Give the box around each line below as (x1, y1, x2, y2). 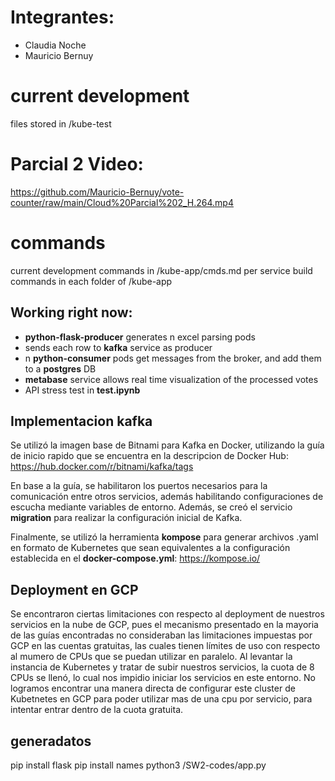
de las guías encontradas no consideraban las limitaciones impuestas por (10, 629, 313, 641)
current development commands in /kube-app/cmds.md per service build (10, 264, 313, 276)
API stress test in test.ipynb (24, 384, 141, 396)
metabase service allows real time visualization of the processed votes (24, 373, 319, 385)
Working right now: (10, 304, 133, 321)
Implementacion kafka (10, 412, 153, 430)
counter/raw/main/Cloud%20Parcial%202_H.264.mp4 (10, 196, 234, 208)
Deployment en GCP (10, 581, 139, 598)
